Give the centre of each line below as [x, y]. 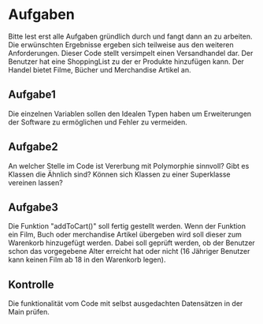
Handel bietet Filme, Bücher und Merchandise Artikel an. [100, 69]
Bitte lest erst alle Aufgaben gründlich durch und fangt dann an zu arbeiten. [130, 36]
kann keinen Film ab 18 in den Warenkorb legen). [87, 260]
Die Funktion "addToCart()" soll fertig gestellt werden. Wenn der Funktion [127, 226]
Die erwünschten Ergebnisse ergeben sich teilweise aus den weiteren [121, 44]
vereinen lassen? [35, 182]
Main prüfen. [29, 312]
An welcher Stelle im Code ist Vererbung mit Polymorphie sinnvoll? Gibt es [129, 166]
